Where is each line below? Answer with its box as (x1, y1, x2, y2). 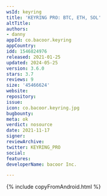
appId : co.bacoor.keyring (6, 37, 71, 43)
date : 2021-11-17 (6, 127, 50, 133)
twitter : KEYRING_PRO (6, 144, 61, 150)
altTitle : (6, 20, 31, 26)
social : (6, 150, 26, 156)
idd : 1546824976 (6, 49, 47, 55)
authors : (6, 25, 28, 32)
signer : (6, 133, 26, 140)
